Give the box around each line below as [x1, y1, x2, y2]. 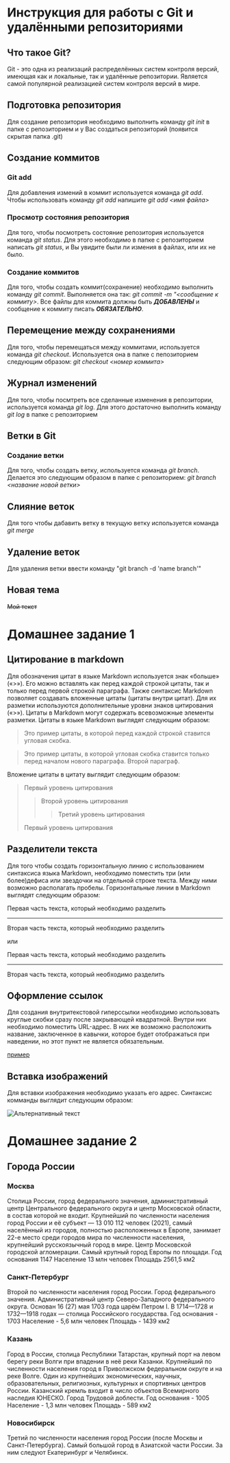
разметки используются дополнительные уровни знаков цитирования [7, 701, 214, 709]
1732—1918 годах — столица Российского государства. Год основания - [7, 1310, 218, 1318]
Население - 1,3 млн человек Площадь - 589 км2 [7, 1401, 152, 1409]
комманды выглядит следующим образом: [7, 1096, 133, 1105]
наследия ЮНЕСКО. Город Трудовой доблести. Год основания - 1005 [7, 1394, 210, 1402]
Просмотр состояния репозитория [7, 213, 130, 222]
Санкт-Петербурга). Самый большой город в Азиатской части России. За [7, 1441, 223, 1449]
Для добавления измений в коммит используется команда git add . [7, 188, 203, 196]
